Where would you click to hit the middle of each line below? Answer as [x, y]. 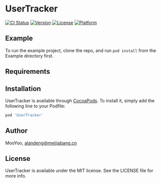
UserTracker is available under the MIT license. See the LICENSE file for [79, 170]
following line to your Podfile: [35, 106]
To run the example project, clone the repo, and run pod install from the [81, 50]
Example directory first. [29, 56]
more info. [16, 176]
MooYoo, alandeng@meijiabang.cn [41, 143]
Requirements [28, 71]
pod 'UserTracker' [24, 115]
